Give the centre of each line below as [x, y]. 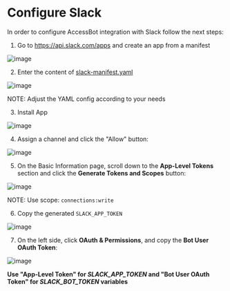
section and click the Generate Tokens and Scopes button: [102, 173]
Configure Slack [55, 13]
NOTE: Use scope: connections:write [60, 200]
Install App [32, 112]
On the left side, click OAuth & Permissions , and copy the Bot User [113, 240]
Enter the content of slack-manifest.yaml [75, 72]
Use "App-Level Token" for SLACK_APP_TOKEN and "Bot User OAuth [108, 274]
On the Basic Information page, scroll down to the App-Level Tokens [115, 166]
